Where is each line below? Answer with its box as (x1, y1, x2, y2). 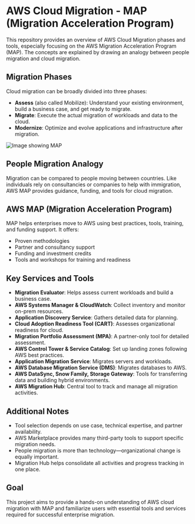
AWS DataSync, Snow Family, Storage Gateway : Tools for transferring (14, 370, 187, 378)
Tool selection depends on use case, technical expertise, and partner (14, 422, 183, 429)
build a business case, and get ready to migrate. (14, 105, 132, 113)
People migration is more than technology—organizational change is (14, 447, 181, 454)
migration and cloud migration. (6, 55, 81, 62)
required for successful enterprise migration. (6, 511, 115, 518)
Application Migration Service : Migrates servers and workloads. (14, 358, 173, 365)
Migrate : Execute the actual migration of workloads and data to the (14, 111, 178, 118)
